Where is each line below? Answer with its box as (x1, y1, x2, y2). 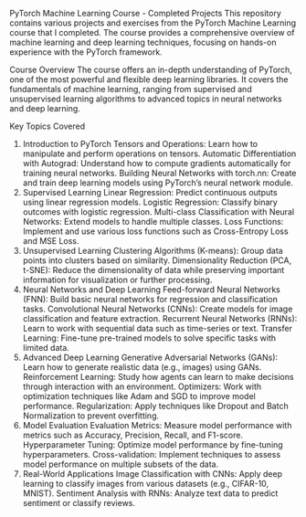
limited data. (22, 343, 70, 353)
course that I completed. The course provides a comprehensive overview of (9, 27, 295, 37)
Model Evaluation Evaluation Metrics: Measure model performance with (22, 420, 292, 430)
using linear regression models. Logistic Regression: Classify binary (22, 196, 279, 207)
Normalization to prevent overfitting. (22, 410, 160, 421)
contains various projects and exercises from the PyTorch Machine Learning (9, 17, 297, 28)
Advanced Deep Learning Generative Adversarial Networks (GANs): (22, 352, 279, 363)
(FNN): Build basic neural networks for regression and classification (22, 294, 279, 304)
